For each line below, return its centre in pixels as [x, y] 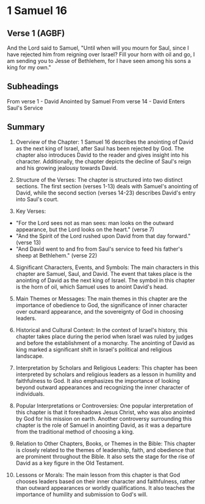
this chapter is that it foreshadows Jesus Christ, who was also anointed [105, 412]
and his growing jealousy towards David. [67, 168]
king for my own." [29, 67]
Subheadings [33, 87]
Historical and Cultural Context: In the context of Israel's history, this [102, 330]
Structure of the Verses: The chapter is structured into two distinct [99, 180]
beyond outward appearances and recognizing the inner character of [103, 387]
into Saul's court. [37, 199]
